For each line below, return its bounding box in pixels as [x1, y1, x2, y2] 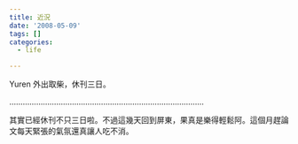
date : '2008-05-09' [9, 21, 82, 30]
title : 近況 [9, 12, 51, 22]
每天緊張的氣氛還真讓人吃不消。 [16, 125, 134, 137]
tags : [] [9, 29, 42, 38]
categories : [9, 37, 53, 47]
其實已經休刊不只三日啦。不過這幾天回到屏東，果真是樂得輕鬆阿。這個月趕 [9, 115, 281, 125]
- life [17, 46, 42, 55]
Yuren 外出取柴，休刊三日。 [9, 79, 111, 89]
